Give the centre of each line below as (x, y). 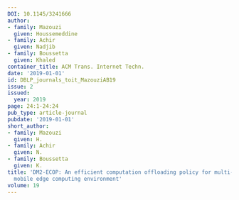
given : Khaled (34, 60)
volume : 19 (23, 185)
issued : (19, 93)
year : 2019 (30, 100)
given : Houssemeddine (46, 34)
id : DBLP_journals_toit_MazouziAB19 (62, 80)
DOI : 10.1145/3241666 (39, 14)
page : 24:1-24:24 (33, 106)
